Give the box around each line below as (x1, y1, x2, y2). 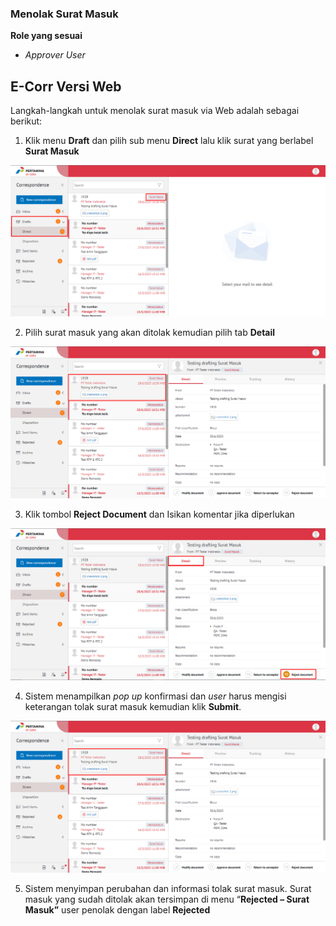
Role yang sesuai (10, 30, 83, 42)
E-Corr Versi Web (10, 78, 122, 95)
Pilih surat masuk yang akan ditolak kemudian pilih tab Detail (24, 327, 276, 339)
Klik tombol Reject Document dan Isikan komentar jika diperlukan (24, 508, 295, 520)
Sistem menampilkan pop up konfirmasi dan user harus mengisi (24, 690, 287, 702)
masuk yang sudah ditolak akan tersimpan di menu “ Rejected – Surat (24, 893, 310, 905)
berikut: (10, 115, 43, 127)
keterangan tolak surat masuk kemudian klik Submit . (24, 701, 242, 713)
